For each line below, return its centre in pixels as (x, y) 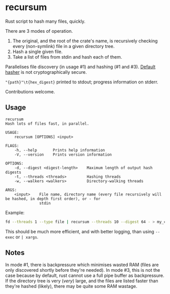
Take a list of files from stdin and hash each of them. (67, 57)
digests (13, 172)
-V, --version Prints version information (63, 155)
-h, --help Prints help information (60, 150)
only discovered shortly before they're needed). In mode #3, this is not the (83, 270)
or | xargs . (27, 237)
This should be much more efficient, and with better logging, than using (80, 231)
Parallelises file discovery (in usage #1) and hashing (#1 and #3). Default (80, 67)
